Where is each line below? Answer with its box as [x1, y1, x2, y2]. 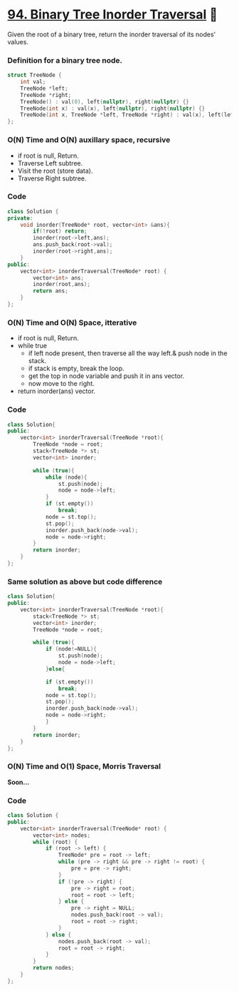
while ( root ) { [33, 838, 78, 845]
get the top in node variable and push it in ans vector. [28, 372, 185, 380]
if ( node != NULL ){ [45, 646, 97, 653]
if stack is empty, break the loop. [28, 364, 124, 373]
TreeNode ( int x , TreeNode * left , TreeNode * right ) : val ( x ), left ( [20, 111, 224, 118]
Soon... [7, 778, 30, 786]
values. [7, 37, 28, 46]
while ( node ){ [45, 474, 87, 481]
